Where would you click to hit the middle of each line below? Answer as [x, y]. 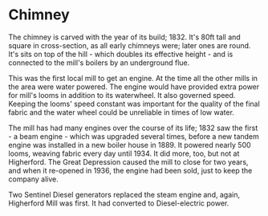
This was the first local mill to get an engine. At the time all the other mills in [133, 78]
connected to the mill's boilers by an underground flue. [99, 63]
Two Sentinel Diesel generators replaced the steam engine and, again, [124, 194]
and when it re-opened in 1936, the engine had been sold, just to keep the [130, 170]
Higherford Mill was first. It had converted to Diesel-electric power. [119, 203]
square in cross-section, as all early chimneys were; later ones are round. [130, 45]
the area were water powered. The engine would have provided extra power [134, 87]
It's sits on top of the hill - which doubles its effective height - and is [121, 54]
